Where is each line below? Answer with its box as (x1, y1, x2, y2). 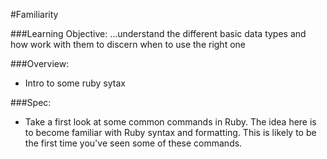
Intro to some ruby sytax (24, 77, 126, 89)
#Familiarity (10, 9, 59, 20)
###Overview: (10, 58, 70, 69)
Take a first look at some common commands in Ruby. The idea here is (24, 116, 317, 128)
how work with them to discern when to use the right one (10, 39, 246, 50)
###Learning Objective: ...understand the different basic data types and (10, 28, 307, 39)
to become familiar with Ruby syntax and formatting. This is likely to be (24, 127, 317, 138)
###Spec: (10, 97, 52, 108)
